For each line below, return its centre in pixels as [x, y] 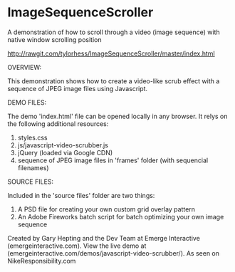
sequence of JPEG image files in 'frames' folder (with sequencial [113, 160]
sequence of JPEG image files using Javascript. [78, 88]
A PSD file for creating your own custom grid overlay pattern [106, 209]
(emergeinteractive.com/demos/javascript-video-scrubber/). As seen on [113, 253]
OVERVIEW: [25, 67]
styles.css [32, 137]
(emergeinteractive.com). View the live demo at [77, 246]
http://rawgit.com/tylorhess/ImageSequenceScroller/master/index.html [111, 53]
